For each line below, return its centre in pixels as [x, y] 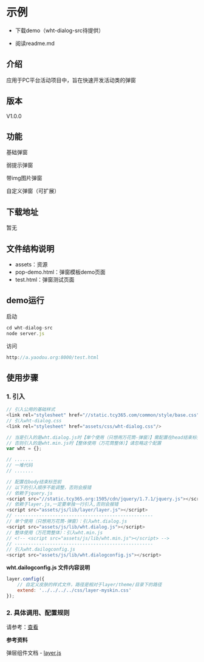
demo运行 [25, 301]
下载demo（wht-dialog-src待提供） [59, 30]
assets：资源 [31, 264]
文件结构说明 [30, 248]
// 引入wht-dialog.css [34, 421]
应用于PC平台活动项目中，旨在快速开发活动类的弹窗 [71, 80]
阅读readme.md [35, 43]
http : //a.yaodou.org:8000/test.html [53, 357]
